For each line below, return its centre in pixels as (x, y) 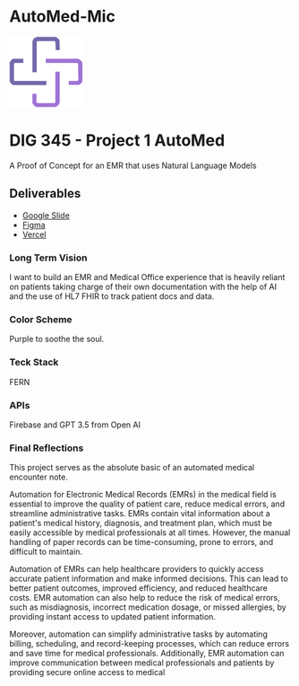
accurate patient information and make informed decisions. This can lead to (149, 579)
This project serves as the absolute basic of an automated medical (132, 468)
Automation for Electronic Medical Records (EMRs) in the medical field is (143, 495)
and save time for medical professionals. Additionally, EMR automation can (147, 654)
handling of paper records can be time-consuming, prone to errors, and (141, 542)
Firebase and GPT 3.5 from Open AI (75, 425)
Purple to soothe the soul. (57, 339)
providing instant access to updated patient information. (113, 617)
